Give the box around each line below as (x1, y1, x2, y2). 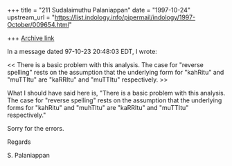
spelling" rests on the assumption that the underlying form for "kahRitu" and (7, 68, 224, 76)
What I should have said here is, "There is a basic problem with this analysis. (7, 89, 226, 97)
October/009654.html (7, 21, 69, 28)
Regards (7, 138, 31, 146)
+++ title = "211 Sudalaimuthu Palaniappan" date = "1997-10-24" (7, 6, 190, 14)
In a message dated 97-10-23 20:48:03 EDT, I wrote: (7, 48, 157, 55)
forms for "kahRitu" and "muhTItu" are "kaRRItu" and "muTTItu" (7, 104, 189, 111)
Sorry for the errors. (7, 124, 64, 132)
